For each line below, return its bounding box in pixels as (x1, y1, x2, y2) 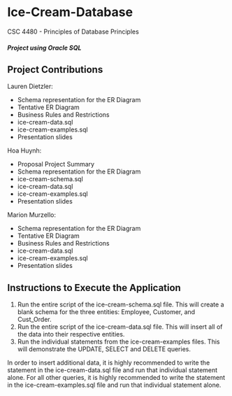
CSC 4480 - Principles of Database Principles (7, 27, 140, 36)
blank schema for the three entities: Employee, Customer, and (17, 308, 196, 316)
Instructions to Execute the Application (7, 281, 182, 294)
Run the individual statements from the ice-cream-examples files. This (17, 337, 220, 346)
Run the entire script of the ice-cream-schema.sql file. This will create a (17, 300, 225, 309)
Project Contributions (7, 64, 103, 76)
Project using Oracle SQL (7, 43, 82, 52)
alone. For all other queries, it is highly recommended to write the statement (7, 374, 226, 382)
